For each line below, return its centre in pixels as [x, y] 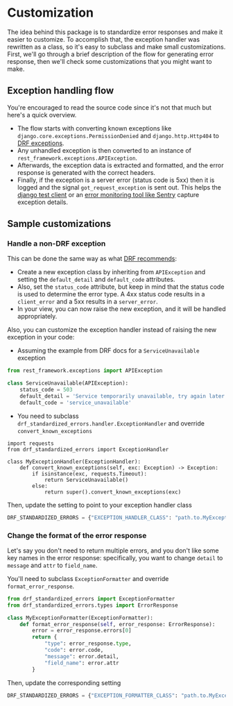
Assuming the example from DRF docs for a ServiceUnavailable [108, 351]
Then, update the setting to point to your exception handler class [100, 505]
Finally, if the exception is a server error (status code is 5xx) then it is [116, 180]
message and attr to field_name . [52, 565]
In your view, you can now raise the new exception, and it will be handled [121, 309]
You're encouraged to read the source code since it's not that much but [109, 107]
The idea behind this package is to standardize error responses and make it [115, 32]
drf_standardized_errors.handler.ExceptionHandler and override [111, 423]
